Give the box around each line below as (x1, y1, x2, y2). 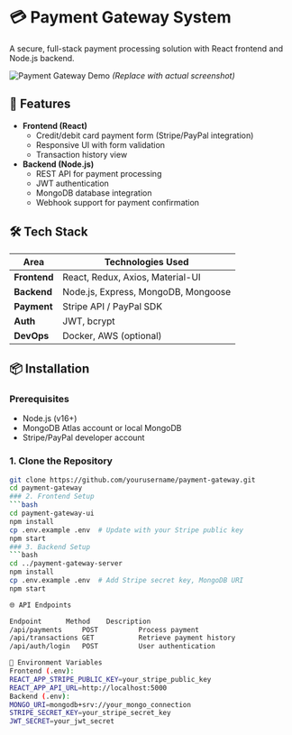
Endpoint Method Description (9, 617, 151, 626)
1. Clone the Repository (9, 455, 113, 467)
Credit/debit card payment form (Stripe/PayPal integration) (35, 130, 254, 141)
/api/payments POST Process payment (9, 625, 200, 634)
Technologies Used (104, 255, 189, 268)
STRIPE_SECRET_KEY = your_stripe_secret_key (9, 709, 171, 718)
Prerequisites (9, 392, 69, 405)
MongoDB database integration (35, 187, 152, 198)
